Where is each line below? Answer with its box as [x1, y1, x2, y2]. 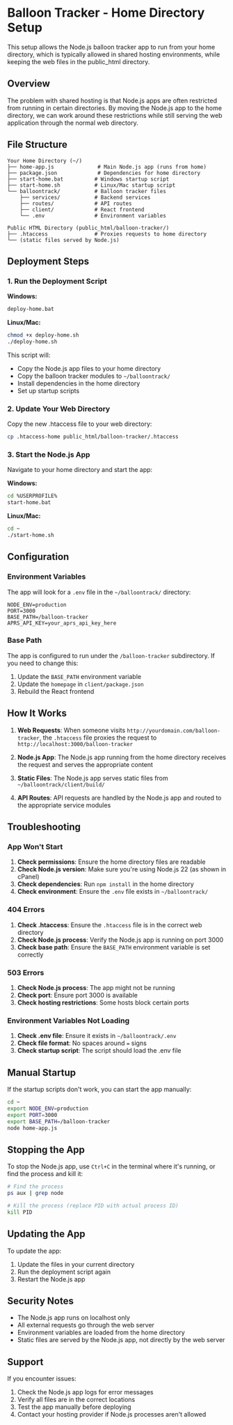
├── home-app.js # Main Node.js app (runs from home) [7, 163, 207, 170]
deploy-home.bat [7, 305, 54, 313]
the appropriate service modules [17, 800, 111, 809]
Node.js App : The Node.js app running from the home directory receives [17, 753, 226, 761]
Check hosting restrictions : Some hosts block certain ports [17, 998, 189, 1007]
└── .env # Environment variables [19, 212, 167, 219]
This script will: [7, 351, 51, 359]
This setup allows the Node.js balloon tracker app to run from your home [7, 43, 216, 51]
